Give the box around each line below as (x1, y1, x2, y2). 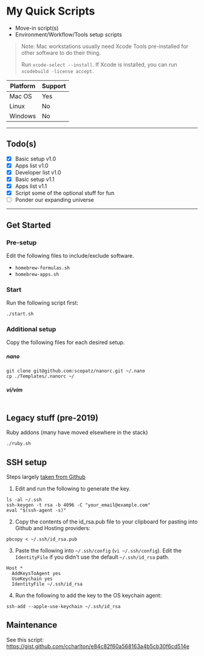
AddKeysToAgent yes (12, 570, 61, 577)
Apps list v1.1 (15, 182, 47, 190)
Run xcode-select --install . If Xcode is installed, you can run (21, 61, 177, 68)
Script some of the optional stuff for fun (15, 190, 115, 197)
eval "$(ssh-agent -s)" (6, 508, 67, 514)
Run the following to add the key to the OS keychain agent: (15, 592, 162, 599)
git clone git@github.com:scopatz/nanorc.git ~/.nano (6, 368, 146, 375)
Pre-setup (6, 238, 37, 247)
